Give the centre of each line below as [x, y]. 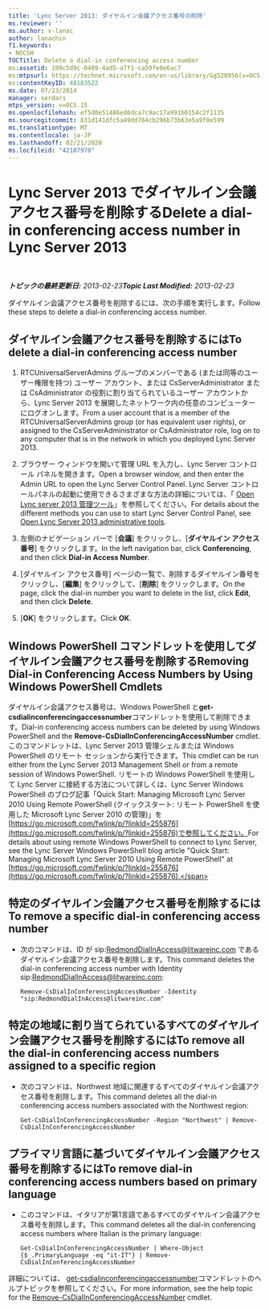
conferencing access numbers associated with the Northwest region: [134, 1105]
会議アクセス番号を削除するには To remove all [132, 1041]
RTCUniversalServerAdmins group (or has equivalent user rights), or [133, 422]
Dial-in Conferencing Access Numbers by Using [131, 674]
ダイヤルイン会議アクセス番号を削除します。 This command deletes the [137, 959]
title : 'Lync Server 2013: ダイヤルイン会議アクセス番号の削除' [108, 16]
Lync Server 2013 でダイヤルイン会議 [132, 192]
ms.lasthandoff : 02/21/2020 [55, 143]
